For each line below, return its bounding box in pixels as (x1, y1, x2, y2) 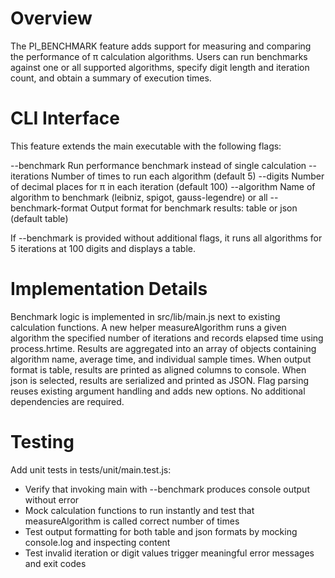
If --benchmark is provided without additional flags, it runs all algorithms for (10, 232, 323, 244)
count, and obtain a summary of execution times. (10, 72, 212, 84)
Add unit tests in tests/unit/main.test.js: (10, 463, 172, 476)
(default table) (10, 212, 69, 224)
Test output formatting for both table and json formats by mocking (24, 525, 298, 537)
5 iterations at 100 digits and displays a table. (10, 242, 196, 254)
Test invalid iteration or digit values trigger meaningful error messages (24, 547, 315, 559)
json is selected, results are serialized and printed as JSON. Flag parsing (10, 374, 310, 386)
